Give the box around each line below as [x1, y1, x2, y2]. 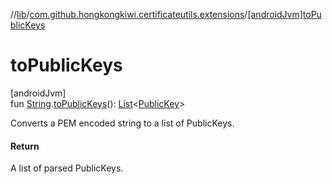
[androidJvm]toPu [247, 9, 322, 20]
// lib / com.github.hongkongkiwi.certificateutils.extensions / [10, 9, 248, 20]
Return [10, 140, 40, 152]
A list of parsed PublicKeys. [10, 162, 124, 174]
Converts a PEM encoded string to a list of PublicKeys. [10, 117, 235, 129]
